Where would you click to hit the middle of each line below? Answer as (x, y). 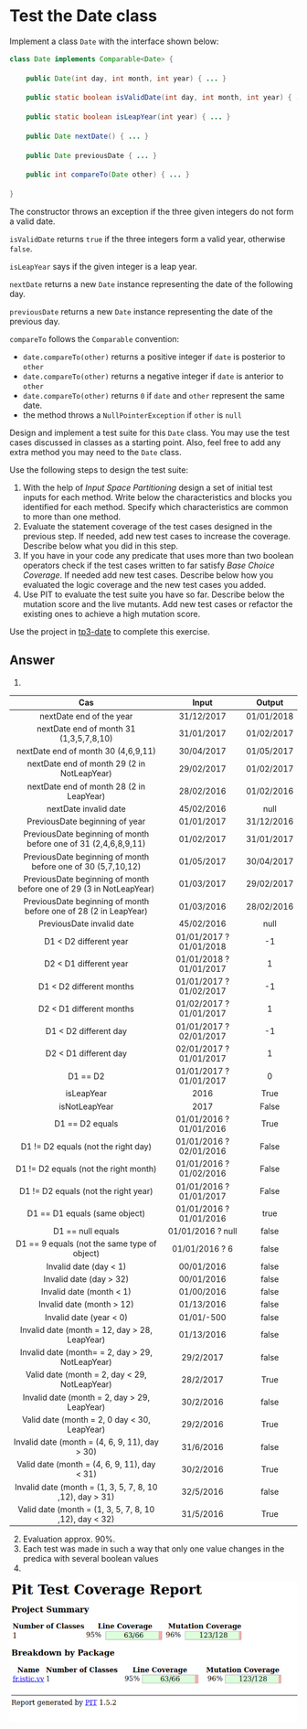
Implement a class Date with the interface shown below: (114, 41)
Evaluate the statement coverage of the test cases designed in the (147, 527)
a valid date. (32, 221)
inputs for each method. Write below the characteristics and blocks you (157, 497)
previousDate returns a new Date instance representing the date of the (141, 312)
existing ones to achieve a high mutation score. (111, 614)
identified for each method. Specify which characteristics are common (155, 507)
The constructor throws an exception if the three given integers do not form (152, 212)
